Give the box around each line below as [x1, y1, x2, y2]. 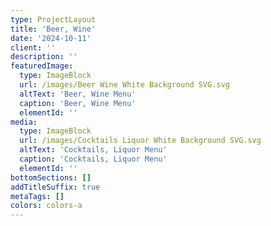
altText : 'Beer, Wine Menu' [19, 89, 137, 99]
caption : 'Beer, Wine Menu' [19, 98, 137, 108]
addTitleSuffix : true [10, 182, 101, 192]
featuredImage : [10, 61, 74, 71]
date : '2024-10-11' [10, 33, 92, 43]
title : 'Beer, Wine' [10, 24, 97, 34]
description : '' [10, 52, 78, 62]
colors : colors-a [10, 201, 83, 211]
